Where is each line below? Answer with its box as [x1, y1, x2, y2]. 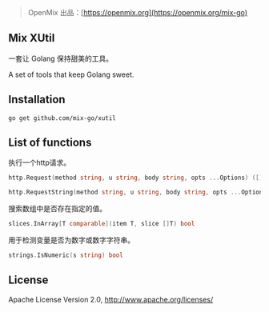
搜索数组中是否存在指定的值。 [8, 204, 106, 214]
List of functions [8, 136, 92, 150]
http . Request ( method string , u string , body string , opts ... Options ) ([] [8, 174, 263, 182]
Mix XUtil [8, 31, 55, 45]
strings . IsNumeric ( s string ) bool [8, 251, 124, 259]
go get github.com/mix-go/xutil [8, 114, 116, 122]
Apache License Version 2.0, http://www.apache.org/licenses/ [8, 294, 214, 304]
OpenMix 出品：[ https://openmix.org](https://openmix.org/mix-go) [27, 8, 248, 17]
